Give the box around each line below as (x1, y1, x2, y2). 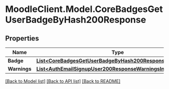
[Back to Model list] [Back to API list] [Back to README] (5, 78, 121, 84)
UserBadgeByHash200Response (5, 14, 146, 25)
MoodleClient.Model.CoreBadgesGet (5, 3, 163, 15)
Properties (5, 34, 39, 42)
